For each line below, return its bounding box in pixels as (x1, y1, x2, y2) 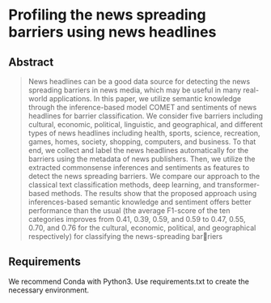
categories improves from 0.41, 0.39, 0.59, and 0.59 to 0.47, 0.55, (28, 215, 246, 224)
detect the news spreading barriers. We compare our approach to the (28, 172, 260, 181)
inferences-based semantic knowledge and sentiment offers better (28, 197, 252, 207)
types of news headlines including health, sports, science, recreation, (28, 128, 260, 138)
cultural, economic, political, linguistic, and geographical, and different (28, 120, 263, 129)
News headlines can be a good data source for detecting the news (28, 77, 251, 86)
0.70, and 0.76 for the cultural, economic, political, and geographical (28, 223, 256, 233)
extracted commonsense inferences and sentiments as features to (28, 163, 250, 172)
